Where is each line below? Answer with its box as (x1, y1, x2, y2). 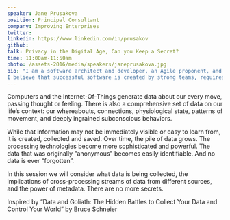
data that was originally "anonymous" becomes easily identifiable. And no (7, 149, 216, 158)
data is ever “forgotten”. (7, 157, 74, 165)
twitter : (7, 29, 32, 36)
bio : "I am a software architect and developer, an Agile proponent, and (7, 67, 222, 74)
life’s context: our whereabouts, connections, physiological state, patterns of (7, 107, 223, 115)
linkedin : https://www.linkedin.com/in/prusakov (7, 36, 149, 42)
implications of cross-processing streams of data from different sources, (7, 178, 212, 186)
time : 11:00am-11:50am (7, 55, 72, 62)
